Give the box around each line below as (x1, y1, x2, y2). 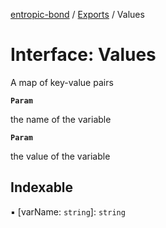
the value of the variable (10, 150, 111, 162)
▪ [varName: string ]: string (10, 205, 126, 218)
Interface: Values (10, 44, 157, 66)
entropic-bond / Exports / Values (10, 9, 145, 20)
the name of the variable (10, 113, 112, 125)
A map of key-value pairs (10, 76, 114, 88)
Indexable (10, 179, 74, 196)
